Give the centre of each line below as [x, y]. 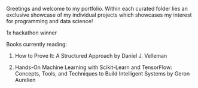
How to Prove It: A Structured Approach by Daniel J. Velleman [91, 56]
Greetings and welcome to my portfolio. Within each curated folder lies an [97, 9]
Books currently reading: [37, 44]
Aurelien [25, 80]
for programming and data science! [50, 21]
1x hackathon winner [32, 33]
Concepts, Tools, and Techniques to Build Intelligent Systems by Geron [102, 73]
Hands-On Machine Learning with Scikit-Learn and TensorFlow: [93, 67]
